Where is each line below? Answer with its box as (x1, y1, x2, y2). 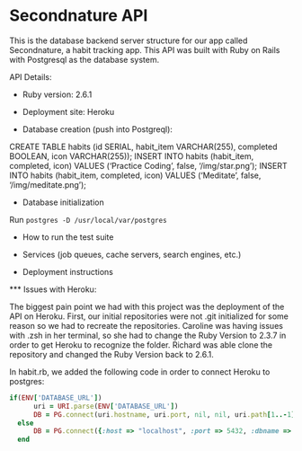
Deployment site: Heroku (22, 106, 115, 117)
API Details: (9, 71, 52, 82)
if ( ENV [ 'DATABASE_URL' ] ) (9, 393, 102, 402)
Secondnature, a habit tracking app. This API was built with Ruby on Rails (9, 44, 280, 55)
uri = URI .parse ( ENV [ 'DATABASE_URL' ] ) (32, 402, 179, 411)
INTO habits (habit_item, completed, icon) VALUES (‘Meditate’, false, (9, 170, 262, 181)
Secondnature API (9, 5, 148, 26)
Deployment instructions (22, 266, 114, 277)
